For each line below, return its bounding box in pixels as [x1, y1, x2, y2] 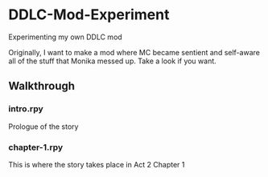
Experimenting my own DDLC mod [8, 32, 122, 42]
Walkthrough [8, 79, 75, 93]
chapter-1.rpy [8, 142, 64, 153]
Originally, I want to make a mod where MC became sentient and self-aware [8, 47, 260, 57]
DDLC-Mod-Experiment [8, 6, 170, 24]
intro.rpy [8, 103, 44, 115]
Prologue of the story [8, 122, 79, 131]
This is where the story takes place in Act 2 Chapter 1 [8, 159, 185, 169]
